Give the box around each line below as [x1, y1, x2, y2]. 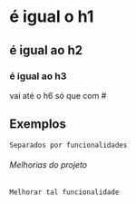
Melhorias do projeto [9, 160, 88, 170]
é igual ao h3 [9, 70, 67, 83]
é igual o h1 [9, 6, 94, 27]
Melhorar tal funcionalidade [9, 188, 120, 197]
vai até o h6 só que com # [9, 90, 107, 101]
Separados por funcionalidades [9, 141, 128, 150]
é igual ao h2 [9, 43, 83, 58]
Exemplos [9, 116, 66, 132]
